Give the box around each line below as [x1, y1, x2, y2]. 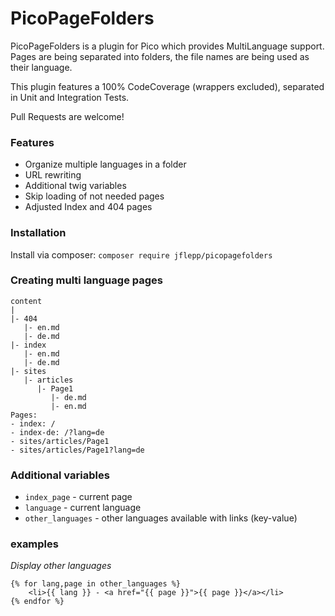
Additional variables [10, 468, 110, 482]
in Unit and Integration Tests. [10, 91, 130, 103]
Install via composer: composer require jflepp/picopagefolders [10, 248, 273, 261]
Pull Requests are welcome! [10, 110, 125, 122]
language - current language [24, 502, 142, 514]
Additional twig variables [24, 180, 127, 192]
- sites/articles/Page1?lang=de [10, 445, 145, 455]
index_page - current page [24, 491, 133, 503]
